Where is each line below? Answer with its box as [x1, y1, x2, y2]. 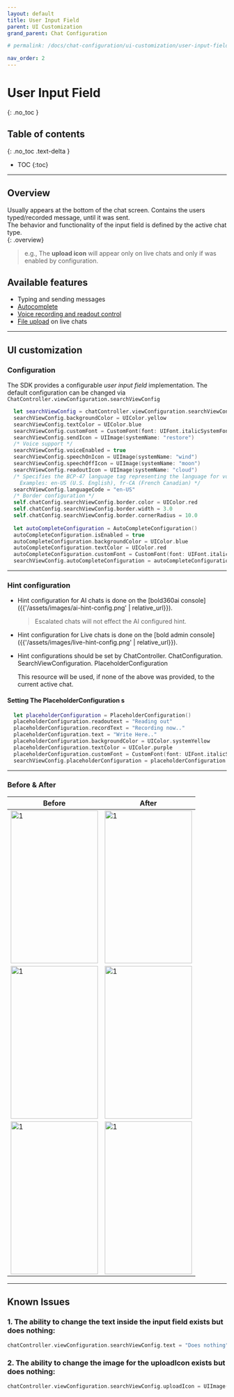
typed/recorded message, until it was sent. [7, 213, 130, 221]
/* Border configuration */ [13, 492, 95, 499]
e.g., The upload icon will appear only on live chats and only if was [24, 249, 217, 257]
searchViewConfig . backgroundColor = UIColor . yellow [13, 414, 167, 421]
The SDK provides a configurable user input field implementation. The [7, 381, 208, 390]
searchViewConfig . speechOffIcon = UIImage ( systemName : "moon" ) [13, 460, 201, 467]
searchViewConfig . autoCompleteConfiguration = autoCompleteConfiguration [13, 557, 232, 564]
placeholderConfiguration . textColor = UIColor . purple [13, 744, 173, 751]
